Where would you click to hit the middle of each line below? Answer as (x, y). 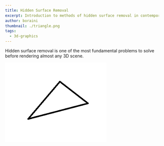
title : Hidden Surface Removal (37, 10)
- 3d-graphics (24, 36)
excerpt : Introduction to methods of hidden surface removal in (72, 15)
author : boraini (21, 21)
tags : (10, 31)
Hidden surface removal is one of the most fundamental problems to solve (80, 51)
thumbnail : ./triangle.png (32, 26)
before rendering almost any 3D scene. (44, 56)
